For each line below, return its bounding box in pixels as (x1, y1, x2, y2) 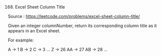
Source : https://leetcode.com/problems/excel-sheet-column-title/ (8, 14, 140, 19)
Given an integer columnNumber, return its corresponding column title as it (8, 23, 157, 28)
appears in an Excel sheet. (8, 28, 61, 33)
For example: (8, 37, 34, 43)
